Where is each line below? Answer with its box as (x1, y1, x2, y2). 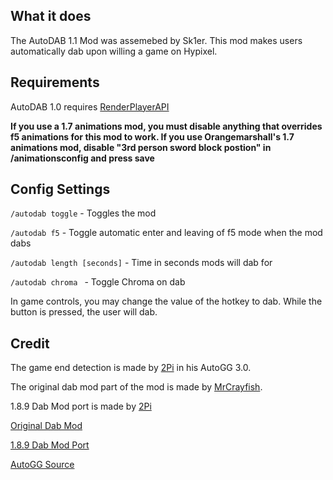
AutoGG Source (10, 459, 75, 471)
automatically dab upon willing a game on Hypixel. (10, 45, 218, 57)
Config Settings (10, 181, 111, 198)
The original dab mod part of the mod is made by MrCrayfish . (10, 381, 263, 393)
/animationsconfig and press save (10, 152, 155, 164)
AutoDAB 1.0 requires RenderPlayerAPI (10, 100, 170, 113)
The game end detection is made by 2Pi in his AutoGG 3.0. (10, 362, 252, 374)
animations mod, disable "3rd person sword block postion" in (10, 141, 272, 153)
